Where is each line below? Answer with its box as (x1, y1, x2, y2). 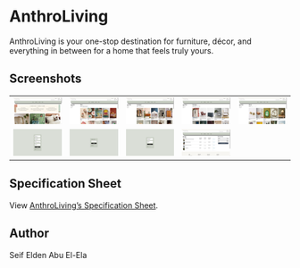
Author (9, 226, 49, 241)
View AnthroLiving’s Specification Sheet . (9, 199, 159, 211)
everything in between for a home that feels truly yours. (9, 45, 214, 55)
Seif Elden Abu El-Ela (9, 249, 87, 260)
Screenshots (9, 71, 82, 87)
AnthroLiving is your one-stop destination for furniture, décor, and (9, 36, 252, 46)
